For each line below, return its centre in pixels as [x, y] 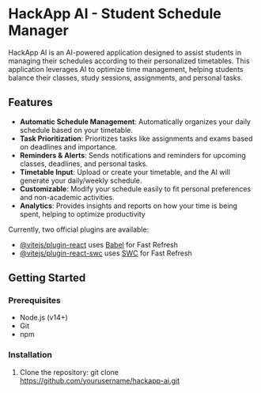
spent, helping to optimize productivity [83, 214]
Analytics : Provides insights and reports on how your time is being [129, 206]
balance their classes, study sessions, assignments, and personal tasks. [126, 77]
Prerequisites [34, 300]
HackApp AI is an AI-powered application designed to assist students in [125, 52]
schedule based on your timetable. [76, 130]
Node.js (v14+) [44, 318]
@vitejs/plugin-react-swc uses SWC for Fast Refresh [106, 253]
